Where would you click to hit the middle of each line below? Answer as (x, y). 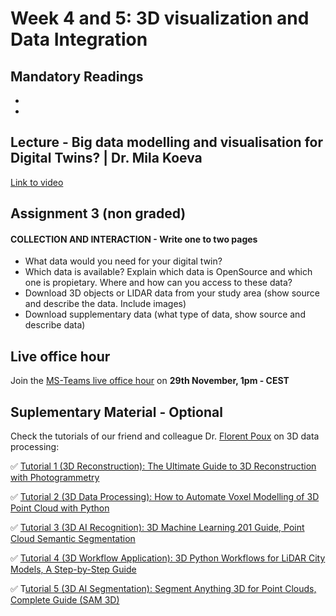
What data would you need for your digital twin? (123, 261)
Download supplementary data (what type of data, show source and (165, 314)
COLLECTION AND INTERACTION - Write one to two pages (134, 239)
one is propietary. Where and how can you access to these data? (158, 283)
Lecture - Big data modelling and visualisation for (166, 142)
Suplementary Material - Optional (116, 412)
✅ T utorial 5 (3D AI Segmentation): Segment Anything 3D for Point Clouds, (163, 589)
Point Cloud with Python (60, 508)
